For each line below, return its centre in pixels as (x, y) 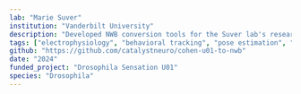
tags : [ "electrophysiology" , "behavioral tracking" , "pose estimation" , (148, 43)
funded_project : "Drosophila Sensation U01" (94, 68)
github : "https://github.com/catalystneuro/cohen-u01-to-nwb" (128, 51)
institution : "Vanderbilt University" (82, 26)
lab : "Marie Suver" (46, 17)
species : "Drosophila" (52, 76)
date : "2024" (34, 59)
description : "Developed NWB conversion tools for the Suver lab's (138, 34)
